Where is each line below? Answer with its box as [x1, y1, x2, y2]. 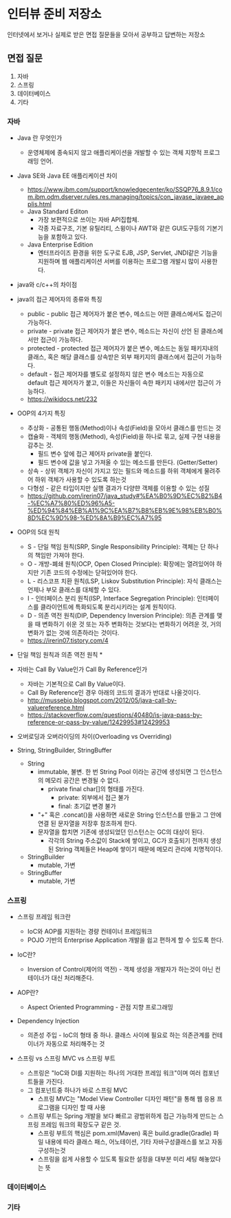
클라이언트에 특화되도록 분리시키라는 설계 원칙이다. [40, 603, 177, 611]
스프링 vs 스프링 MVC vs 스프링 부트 [16, 1054, 115, 1062]
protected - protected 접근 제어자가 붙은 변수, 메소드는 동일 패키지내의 [27, 344, 219, 353]
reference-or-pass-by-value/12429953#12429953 [27, 718, 170, 726]
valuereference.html [27, 704, 85, 712]
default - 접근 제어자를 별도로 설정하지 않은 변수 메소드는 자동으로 [27, 370, 204, 379]
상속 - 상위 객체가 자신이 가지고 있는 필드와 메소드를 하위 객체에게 [27, 467, 203, 475]
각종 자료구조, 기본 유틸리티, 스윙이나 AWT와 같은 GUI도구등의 [37, 224, 205, 233]
